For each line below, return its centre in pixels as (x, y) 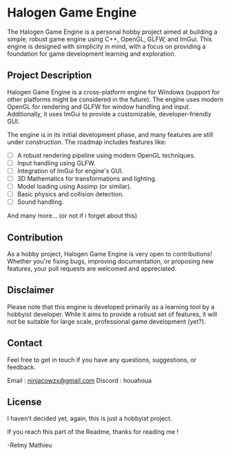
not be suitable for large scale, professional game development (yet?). (107, 321)
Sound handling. (40, 202)
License (24, 402)
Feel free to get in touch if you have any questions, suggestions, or (102, 360)
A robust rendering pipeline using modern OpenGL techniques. (106, 155)
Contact (25, 343)
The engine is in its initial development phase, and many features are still (110, 134)
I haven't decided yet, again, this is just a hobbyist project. (90, 419)
